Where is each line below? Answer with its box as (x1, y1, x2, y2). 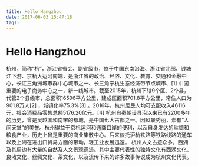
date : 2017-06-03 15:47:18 (6, 14, 72, 20)
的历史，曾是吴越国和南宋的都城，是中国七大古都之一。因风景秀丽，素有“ (6, 117, 184, 124)
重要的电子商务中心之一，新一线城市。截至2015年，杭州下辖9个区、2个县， (6, 87, 190, 94)
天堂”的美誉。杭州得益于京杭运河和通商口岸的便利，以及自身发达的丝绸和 (11, 124, 190, 131)
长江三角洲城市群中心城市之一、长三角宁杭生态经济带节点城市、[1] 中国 (16, 80, 189, 87)
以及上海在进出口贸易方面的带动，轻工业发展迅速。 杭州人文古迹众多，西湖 (6, 139, 189, 146)
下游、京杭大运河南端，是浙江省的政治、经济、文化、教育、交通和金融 (11, 72, 181, 79)
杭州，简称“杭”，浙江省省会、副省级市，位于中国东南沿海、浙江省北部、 (6, 65, 181, 72)
